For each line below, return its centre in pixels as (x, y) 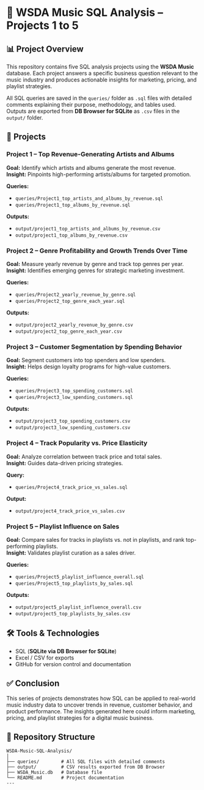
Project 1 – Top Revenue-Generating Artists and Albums (90, 154)
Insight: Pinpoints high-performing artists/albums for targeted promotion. (99, 174)
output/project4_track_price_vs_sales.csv (70, 511)
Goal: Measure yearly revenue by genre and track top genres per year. (95, 264)
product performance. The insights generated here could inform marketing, (101, 711)
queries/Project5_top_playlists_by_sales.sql (74, 583)
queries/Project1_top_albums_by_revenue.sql (73, 205)
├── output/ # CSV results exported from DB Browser (86, 767)
